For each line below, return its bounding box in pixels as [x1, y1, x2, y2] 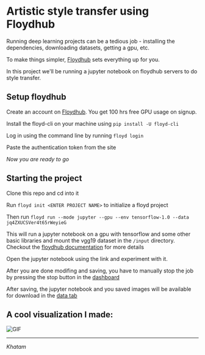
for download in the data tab [6, 291, 77, 299]
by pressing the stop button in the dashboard [6, 273, 120, 280]
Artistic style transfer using [6, 4, 149, 18]
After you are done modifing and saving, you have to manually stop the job [6, 267, 194, 274]
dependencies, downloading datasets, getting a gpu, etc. [6, 44, 149, 51]
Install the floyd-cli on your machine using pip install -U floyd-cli [6, 120, 179, 127]
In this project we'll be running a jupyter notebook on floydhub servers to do [6, 67, 198, 75]
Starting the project [6, 173, 82, 184]
